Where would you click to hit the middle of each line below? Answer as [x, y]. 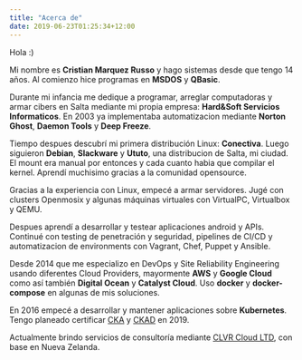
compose [28, 292]
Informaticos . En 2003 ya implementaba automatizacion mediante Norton [148, 116]
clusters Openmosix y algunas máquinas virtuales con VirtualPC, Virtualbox [150, 199]
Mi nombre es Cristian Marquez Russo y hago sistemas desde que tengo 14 [151, 70]
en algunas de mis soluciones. [104, 292]
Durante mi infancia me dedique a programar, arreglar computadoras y [141, 97]
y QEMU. [26, 209]
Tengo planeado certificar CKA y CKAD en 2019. [99, 319]
